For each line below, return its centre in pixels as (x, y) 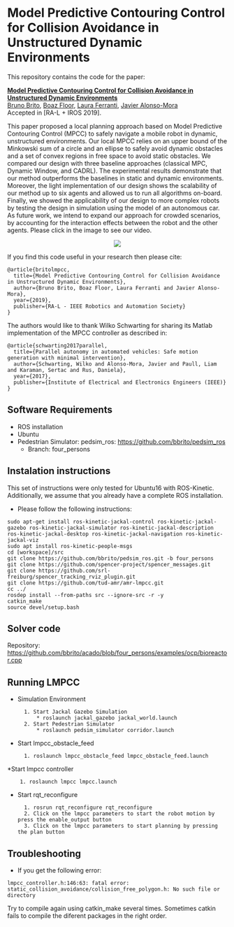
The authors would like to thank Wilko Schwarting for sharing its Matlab (110, 325)
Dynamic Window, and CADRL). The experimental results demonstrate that (115, 171)
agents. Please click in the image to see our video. (80, 230)
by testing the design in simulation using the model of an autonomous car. (114, 208)
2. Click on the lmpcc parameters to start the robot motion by (119, 814)
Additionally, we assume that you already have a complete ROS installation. (115, 495)
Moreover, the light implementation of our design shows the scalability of (112, 185)
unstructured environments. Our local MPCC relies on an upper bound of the (117, 141)
